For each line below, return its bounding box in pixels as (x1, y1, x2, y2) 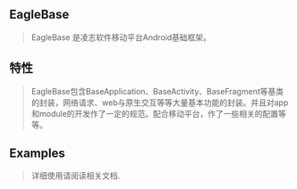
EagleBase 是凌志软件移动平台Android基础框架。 (30, 31, 212, 43)
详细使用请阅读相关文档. (30, 170, 121, 181)
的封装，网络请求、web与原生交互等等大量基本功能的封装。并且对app (30, 97, 289, 108)
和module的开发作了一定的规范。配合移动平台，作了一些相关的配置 (30, 108, 279, 119)
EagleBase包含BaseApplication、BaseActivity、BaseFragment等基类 (30, 86, 284, 96)
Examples (9, 146, 65, 161)
